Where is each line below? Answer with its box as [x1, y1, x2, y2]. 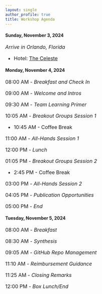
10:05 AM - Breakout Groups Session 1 [5, 112, 96, 119]
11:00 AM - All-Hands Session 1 [5, 135, 79, 142]
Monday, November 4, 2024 [5, 67, 65, 73]
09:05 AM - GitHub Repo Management [5, 249, 97, 256]
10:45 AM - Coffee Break [14, 124, 73, 131]
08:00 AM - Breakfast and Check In [5, 78, 90, 85]
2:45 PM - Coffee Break [14, 169, 70, 176]
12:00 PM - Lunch [5, 146, 48, 153]
